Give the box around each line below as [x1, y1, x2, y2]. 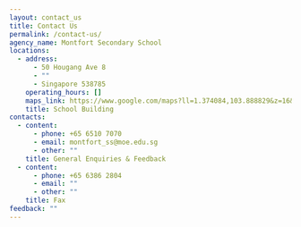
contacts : [9, 113, 47, 122]
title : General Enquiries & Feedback [25, 154, 167, 164]
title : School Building [25, 105, 115, 113]
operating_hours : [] [25, 88, 102, 97]
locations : [9, 46, 50, 55]
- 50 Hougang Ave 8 [32, 63, 106, 72]
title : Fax [25, 196, 66, 206]
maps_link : [25, 96, 66, 105]
